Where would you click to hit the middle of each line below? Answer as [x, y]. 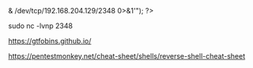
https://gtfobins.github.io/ [50, 41]
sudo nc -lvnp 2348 [41, 26]
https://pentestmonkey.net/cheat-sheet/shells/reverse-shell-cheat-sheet [127, 56]
